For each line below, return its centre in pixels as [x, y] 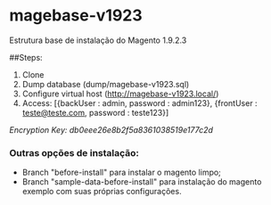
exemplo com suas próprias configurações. [102, 192]
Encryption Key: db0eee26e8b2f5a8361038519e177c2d [111, 129]
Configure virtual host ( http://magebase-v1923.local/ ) [120, 94]
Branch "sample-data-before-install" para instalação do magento [142, 182]
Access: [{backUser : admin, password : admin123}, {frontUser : [140, 102]
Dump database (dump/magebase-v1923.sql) [106, 84]
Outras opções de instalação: [74, 152]
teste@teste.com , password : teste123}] [95, 112]
